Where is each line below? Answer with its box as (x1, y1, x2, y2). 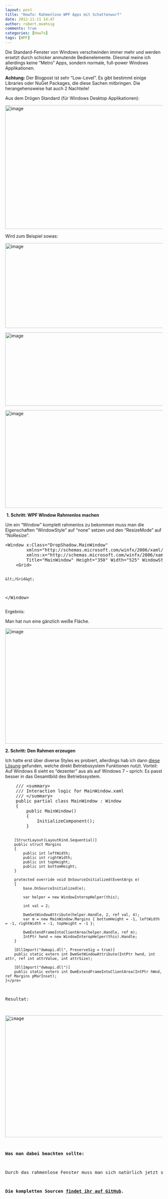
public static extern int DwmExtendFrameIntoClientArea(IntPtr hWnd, (14, 969, 162, 974)
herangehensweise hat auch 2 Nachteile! (5, 85, 89, 91)
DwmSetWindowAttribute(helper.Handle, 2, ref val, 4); (23, 912, 140, 917)
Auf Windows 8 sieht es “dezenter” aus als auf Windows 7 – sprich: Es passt (5, 768, 162, 774)
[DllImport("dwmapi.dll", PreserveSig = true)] (14, 947, 115, 952)
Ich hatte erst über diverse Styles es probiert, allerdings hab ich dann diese (5, 757, 160, 763)
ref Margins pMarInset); (5, 973, 57, 978)
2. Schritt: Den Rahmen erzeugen (5, 748, 76, 754)
